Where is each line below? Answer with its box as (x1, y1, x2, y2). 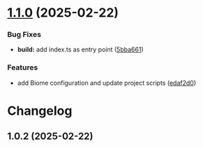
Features (7, 63, 38, 72)
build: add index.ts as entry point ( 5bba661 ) (17, 45, 144, 54)
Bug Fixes (7, 30, 42, 40)
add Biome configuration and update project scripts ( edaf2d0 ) (17, 79, 197, 87)
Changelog (7, 103, 73, 119)
